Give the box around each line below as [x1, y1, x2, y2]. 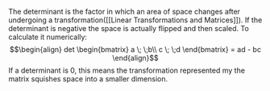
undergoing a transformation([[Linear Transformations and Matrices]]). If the [8, 15, 263, 25]
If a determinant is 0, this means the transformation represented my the [8, 65, 246, 75]
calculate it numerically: [8, 32, 87, 42]
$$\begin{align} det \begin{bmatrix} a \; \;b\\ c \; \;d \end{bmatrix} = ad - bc [9, 45, 262, 54]
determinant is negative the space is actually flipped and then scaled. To [8, 24, 250, 33]
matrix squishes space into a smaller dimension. [8, 74, 168, 83]
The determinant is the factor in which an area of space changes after [8, 7, 240, 16]
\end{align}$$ [112, 53, 159, 62]
